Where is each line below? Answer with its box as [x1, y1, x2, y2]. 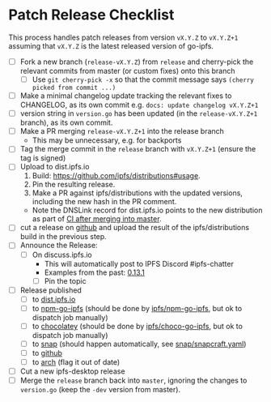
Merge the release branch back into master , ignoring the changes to [19, 375, 248, 386]
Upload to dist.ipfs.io [19, 162, 90, 172]
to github [32, 348, 63, 357]
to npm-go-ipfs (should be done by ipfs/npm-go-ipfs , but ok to [32, 303, 243, 313]
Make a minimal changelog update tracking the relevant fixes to [19, 91, 232, 100]
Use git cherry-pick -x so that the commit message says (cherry [32, 75, 255, 84]
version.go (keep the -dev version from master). [19, 385, 180, 395]
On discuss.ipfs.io [32, 250, 92, 259]
